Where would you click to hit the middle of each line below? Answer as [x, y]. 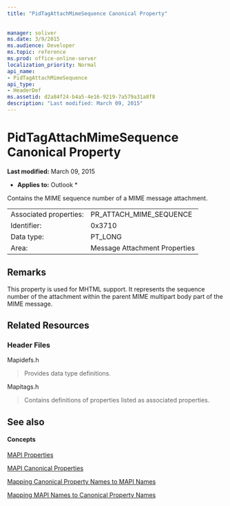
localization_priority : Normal [52, 65]
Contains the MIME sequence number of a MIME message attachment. [107, 198]
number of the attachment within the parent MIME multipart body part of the [115, 296]
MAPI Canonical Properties [45, 468]
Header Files [29, 344]
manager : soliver [32, 33]
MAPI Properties [30, 455]
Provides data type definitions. [67, 373]
